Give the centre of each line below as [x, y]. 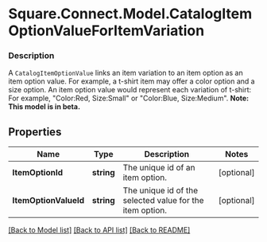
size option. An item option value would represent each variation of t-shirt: [130, 90]
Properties [35, 132]
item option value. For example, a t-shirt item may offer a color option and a [132, 81]
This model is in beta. [44, 107]
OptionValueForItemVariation [106, 31]
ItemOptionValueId [48, 201]
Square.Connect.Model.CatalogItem [130, 14]
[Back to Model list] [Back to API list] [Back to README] [99, 230]
